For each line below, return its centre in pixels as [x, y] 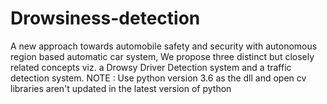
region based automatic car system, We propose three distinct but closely [162, 56]
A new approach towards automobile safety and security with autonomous [164, 46]
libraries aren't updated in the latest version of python [121, 88]
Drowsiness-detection [105, 18]
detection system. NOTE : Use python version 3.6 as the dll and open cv [158, 78]
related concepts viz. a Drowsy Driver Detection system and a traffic [151, 67]
